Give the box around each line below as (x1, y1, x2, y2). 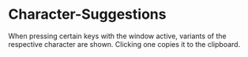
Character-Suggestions (8, 5, 167, 23)
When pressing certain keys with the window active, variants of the (8, 31, 227, 41)
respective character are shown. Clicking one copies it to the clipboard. (8, 39, 241, 48)
